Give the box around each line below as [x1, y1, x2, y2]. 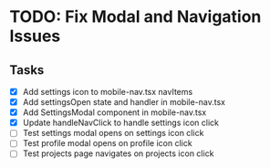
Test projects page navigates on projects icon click [22, 148, 214, 159]
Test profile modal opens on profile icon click [22, 138, 193, 149]
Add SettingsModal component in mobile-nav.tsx [22, 107, 207, 118]
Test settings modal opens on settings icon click [22, 128, 204, 139]
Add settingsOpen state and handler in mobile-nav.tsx [22, 97, 226, 108]
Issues [9, 26, 61, 47]
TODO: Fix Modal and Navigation [9, 6, 262, 27]
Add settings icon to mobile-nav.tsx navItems [22, 87, 193, 97]
